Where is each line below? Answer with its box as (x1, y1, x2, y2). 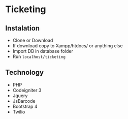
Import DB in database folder (12, 48, 74, 54)
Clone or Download (12, 37, 53, 43)
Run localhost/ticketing (12, 53, 66, 59)
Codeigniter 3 (12, 87, 42, 93)
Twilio (12, 108, 25, 115)
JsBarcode (12, 98, 36, 104)
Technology (5, 68, 44, 77)
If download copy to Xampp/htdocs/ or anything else (12, 43, 123, 49)
